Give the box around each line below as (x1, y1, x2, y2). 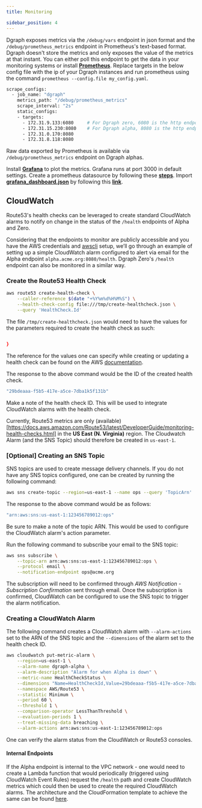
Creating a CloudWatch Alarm (6, 614, 95, 623)
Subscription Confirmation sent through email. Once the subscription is (6, 587, 183, 594)
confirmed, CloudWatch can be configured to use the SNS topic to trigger (6, 593, 189, 600)
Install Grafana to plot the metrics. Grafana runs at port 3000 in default (6, 165, 182, 173)
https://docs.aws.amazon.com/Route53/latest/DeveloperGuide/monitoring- (8, 424, 194, 431)
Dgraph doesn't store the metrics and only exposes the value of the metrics (6, 49, 194, 56)
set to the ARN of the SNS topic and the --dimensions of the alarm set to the (6, 634, 194, 641)
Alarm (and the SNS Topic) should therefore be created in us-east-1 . (6, 436, 176, 443)
